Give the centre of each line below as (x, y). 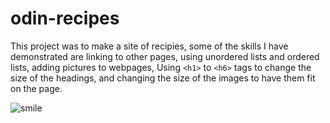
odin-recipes (65, 18)
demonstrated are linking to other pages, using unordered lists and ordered (165, 56)
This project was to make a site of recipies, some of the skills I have (149, 46)
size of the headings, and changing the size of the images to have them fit (163, 78)
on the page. (36, 88)
